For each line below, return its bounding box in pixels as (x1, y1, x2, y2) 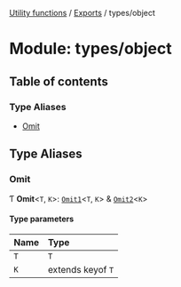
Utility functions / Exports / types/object (9, 8, 155, 18)
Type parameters (9, 213, 75, 225)
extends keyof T (47, 263, 114, 275)
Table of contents (9, 74, 108, 89)
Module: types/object (9, 39, 173, 59)
